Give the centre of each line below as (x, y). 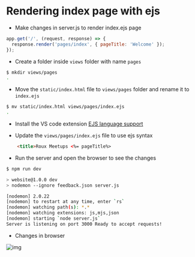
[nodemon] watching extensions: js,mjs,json (63, 213)
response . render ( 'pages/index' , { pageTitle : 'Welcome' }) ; (88, 44)
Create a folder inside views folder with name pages (78, 61)
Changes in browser (40, 235)
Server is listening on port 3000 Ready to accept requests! (84, 224)
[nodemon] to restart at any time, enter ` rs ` (65, 202)
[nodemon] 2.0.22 (28, 196)
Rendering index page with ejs (83, 11)
